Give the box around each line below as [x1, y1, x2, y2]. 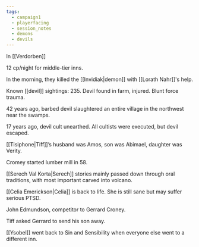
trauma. [6, 93, 26, 101]
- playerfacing [11, 20, 49, 26]
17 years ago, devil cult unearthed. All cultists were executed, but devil [6, 123, 179, 130]
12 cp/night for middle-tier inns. [6, 64, 83, 71]
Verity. [6, 147, 23, 154]
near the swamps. [6, 111, 50, 118]
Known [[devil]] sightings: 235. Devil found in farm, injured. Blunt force [6, 87, 179, 94]
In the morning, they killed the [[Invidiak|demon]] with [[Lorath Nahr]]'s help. [6, 76, 194, 83]
